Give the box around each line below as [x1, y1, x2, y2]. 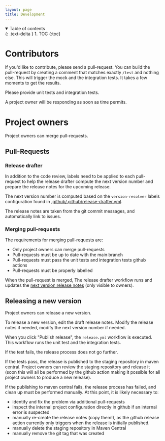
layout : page [5, 7, 32, 12]
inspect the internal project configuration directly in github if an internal [12, 404, 157, 410]
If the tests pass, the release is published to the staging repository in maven [5, 359, 159, 365]
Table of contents [9, 25, 45, 31]
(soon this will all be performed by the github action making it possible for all [5, 369, 160, 375]
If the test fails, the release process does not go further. [5, 349, 118, 355]
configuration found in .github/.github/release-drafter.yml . [5, 199, 123, 205]
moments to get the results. [5, 80, 61, 86]
